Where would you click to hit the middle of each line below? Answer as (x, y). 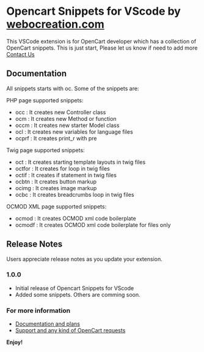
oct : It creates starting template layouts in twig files (80, 162)
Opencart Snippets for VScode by (94, 11)
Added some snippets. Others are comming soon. (78, 294)
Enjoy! (15, 342)
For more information (38, 310)
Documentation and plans (48, 324)
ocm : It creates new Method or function (66, 118)
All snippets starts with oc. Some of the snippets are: (73, 88)
